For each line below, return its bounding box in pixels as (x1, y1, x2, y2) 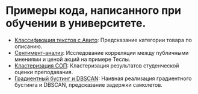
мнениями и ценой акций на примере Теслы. (14, 55, 131, 63)
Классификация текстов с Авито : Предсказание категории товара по (14, 36, 192, 43)
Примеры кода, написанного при (5, 4, 182, 17)
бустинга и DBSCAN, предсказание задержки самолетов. (14, 81, 163, 88)
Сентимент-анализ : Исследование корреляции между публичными (14, 49, 189, 56)
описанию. (14, 43, 43, 50)
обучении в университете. (5, 16, 146, 30)
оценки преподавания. (14, 68, 73, 75)
